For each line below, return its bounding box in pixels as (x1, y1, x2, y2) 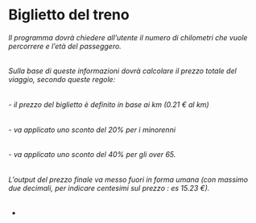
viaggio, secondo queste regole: (8, 75, 116, 85)
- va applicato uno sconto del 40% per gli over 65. (8, 150, 176, 159)
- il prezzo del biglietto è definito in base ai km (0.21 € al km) (8, 100, 209, 109)
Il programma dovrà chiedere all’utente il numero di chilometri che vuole (8, 32, 248, 42)
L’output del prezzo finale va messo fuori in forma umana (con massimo (8, 175, 248, 184)
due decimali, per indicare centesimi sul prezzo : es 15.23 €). (8, 183, 210, 192)
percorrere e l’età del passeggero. (8, 41, 122, 51)
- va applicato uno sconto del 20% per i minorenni (8, 125, 175, 134)
